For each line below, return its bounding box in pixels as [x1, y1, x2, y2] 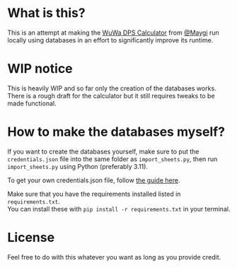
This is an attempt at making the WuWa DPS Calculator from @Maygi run [7, 28, 219, 37]
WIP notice [7, 61, 73, 77]
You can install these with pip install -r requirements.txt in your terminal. [7, 204, 231, 213]
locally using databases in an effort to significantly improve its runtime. [7, 35, 214, 44]
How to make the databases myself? [7, 124, 225, 140]
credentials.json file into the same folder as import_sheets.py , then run [7, 154, 218, 163]
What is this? [7, 5, 86, 21]
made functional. [7, 99, 57, 107]
